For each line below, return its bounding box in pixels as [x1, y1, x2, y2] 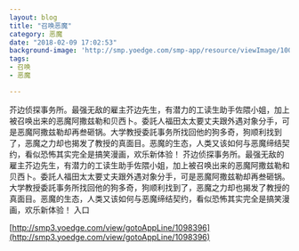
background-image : [9, 46, 77, 55]
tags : [9, 54, 29, 63]
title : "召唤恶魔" [9, 21, 73, 30]
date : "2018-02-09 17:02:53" [9, 37, 117, 47]
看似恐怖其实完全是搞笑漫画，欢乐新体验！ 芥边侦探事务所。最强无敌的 [24, 149, 285, 159]
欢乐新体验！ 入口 [24, 204, 90, 215]
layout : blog [9, 12, 58, 22]
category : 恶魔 [9, 29, 63, 38]
